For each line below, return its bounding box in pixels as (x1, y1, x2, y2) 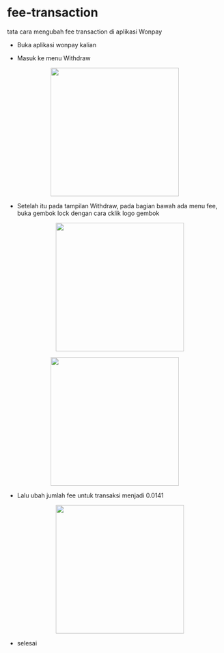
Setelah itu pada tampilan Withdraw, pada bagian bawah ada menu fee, (16, 201, 218, 210)
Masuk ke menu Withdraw (16, 53, 91, 62)
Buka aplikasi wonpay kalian (16, 40, 97, 49)
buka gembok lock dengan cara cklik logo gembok (16, 209, 160, 217)
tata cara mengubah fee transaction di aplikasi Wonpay (7, 27, 163, 36)
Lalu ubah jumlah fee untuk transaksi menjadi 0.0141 (16, 491, 164, 500)
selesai (16, 639, 38, 647)
